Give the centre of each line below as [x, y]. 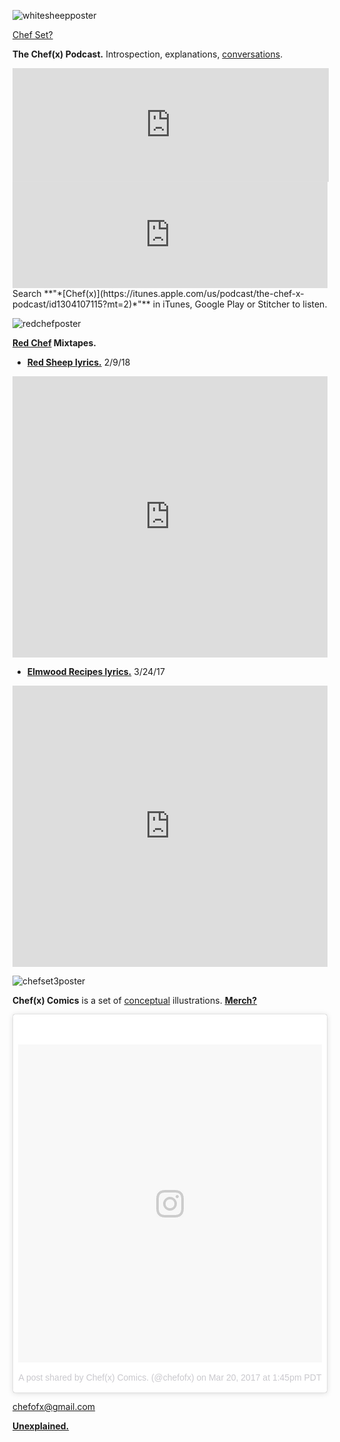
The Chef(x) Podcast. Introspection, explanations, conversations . [148, 54]
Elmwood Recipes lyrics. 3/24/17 [95, 671]
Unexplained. [41, 1426]
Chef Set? [33, 34]
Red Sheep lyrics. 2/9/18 [78, 362]
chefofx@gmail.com [54, 1407]
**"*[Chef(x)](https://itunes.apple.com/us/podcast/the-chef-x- [174, 293]
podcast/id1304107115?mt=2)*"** [81, 304]
